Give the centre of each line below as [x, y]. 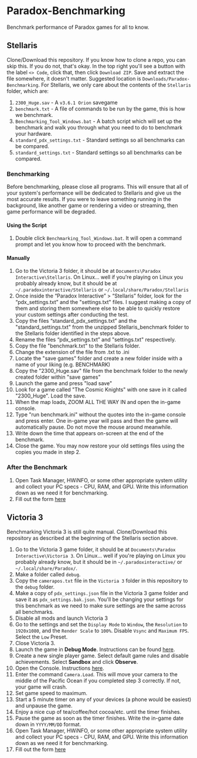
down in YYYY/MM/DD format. [48, 724]
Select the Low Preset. [41, 637]
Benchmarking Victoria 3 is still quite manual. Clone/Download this [87, 532]
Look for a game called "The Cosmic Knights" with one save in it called [101, 390]
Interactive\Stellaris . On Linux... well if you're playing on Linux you [99, 277]
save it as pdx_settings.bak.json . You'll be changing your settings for [99, 599]
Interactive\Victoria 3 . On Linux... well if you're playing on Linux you [100, 555]
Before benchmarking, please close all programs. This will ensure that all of [98, 187]
